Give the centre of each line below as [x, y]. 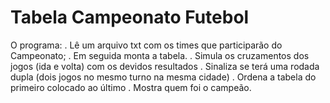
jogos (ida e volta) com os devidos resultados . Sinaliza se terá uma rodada [165, 66]
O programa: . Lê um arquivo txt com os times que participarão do [146, 45]
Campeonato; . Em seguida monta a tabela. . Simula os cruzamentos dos [160, 55]
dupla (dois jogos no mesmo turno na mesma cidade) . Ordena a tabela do [163, 77]
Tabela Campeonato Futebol [130, 17]
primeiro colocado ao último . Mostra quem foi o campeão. [131, 87]
